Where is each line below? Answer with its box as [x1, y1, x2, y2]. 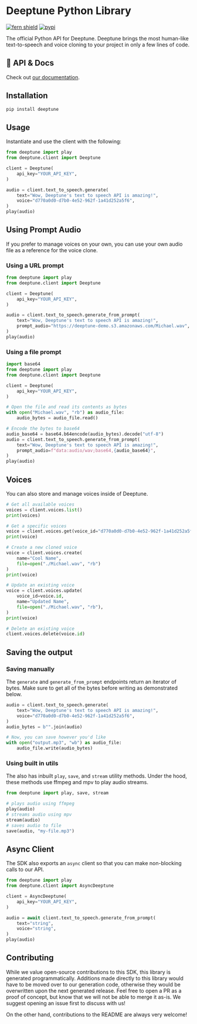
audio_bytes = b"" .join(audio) [6, 724, 83, 730]
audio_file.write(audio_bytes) [16, 745, 93, 751]
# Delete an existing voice [6, 626, 75, 632]
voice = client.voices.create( [6, 550, 83, 556]
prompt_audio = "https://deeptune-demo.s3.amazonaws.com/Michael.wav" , [16, 323, 191, 329]
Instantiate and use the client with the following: [6, 138, 122, 145]
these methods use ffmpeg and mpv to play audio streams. [6, 779, 148, 786]
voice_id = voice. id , [16, 594, 64, 599]
